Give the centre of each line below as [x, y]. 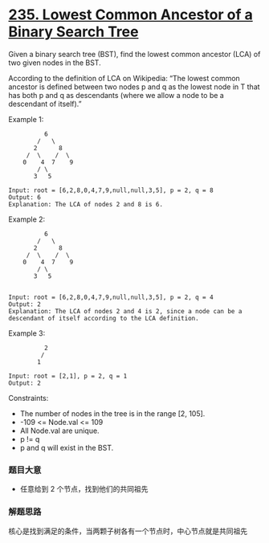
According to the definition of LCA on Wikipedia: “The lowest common [124, 78]
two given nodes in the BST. [55, 63]
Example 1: [26, 119]
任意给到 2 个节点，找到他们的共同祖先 [84, 489]
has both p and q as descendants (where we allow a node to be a [116, 95]
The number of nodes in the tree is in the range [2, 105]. [112, 413]
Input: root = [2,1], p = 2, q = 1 [68, 376]
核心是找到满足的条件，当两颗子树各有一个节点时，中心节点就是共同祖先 [128, 531]
